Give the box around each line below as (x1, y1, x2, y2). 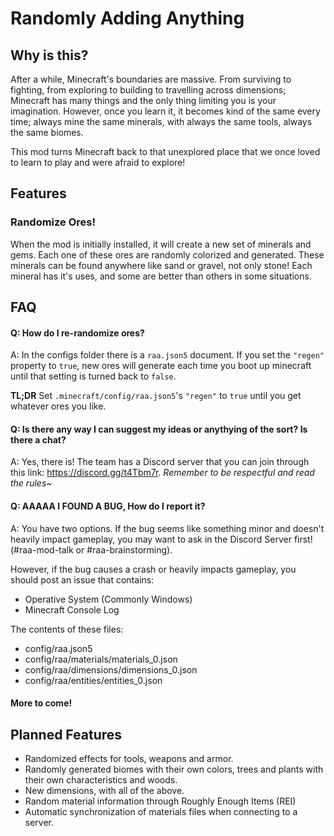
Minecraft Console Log (24, 603, 120, 616)
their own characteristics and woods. (24, 774, 178, 786)
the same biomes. (10, 127, 84, 138)
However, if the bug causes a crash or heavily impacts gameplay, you (10, 563, 297, 575)
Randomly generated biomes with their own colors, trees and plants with (24, 763, 324, 776)
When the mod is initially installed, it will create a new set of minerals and (10, 238, 312, 250)
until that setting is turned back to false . (10, 370, 177, 382)
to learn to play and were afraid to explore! (10, 157, 186, 168)
